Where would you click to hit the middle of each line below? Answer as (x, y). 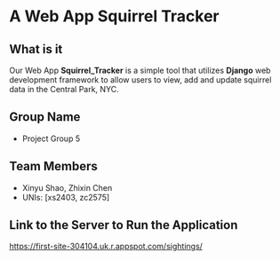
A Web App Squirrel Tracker (114, 16)
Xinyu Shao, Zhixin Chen (67, 187)
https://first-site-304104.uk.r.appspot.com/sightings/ (106, 247)
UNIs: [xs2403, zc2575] (66, 197)
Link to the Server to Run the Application (124, 225)
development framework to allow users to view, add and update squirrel (140, 80)
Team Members (53, 166)
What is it (36, 49)
